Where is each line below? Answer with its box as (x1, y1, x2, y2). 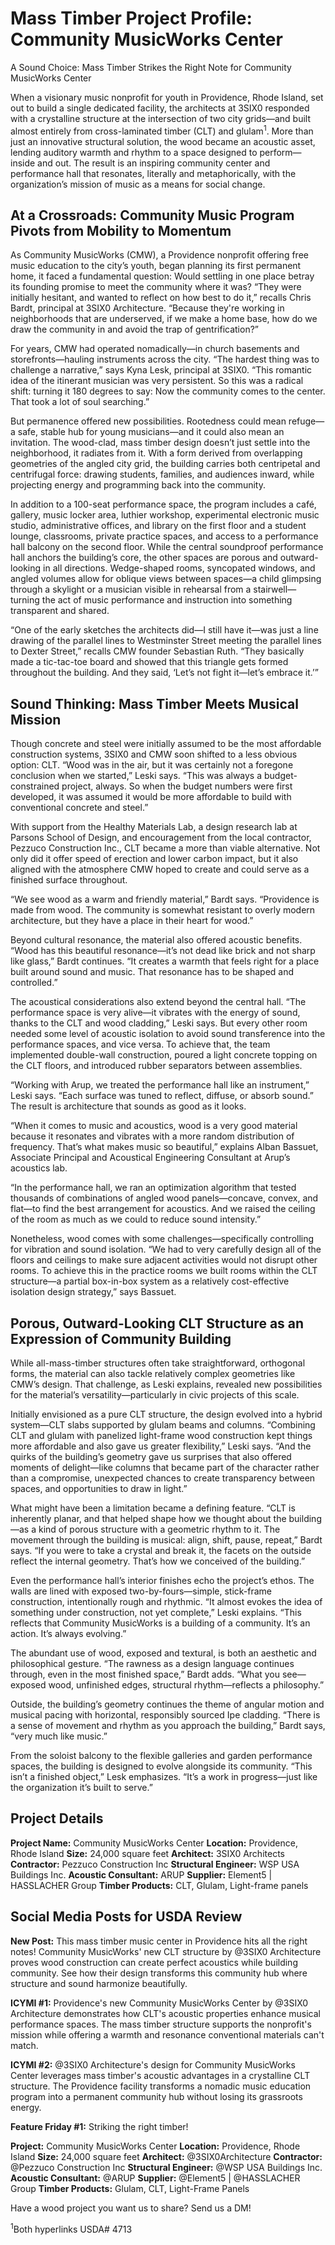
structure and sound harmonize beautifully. (10, 1977, 188, 1989)
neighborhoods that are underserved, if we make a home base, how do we (10, 313, 318, 325)
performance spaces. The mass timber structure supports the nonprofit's (10, 2018, 312, 2030)
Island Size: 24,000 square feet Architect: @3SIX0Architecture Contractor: (10, 2150, 323, 2162)
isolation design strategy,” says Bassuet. (10, 1286, 177, 1298)
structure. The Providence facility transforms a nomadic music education (10, 2080, 312, 2092)
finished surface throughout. (10, 874, 128, 886)
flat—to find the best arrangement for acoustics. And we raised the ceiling (10, 1203, 316, 1215)
